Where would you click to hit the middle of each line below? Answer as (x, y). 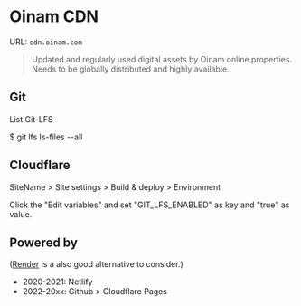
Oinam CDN (54, 17)
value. (21, 214)
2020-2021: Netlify (57, 282)
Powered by (44, 242)
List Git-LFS (31, 119)
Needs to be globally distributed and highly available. (130, 69)
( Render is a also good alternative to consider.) (96, 264)
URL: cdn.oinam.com (46, 42)
